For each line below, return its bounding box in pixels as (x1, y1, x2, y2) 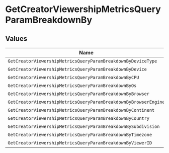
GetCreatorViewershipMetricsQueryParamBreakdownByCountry (8, 116, 150, 121)
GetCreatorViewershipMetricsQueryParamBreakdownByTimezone (8, 132, 152, 137)
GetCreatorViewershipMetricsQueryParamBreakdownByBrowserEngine (8, 99, 165, 105)
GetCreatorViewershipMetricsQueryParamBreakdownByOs (8, 83, 137, 89)
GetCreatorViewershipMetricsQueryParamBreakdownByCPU (8, 74, 139, 80)
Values (5, 34, 28, 43)
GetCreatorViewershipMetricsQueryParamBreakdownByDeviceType (8, 58, 157, 64)
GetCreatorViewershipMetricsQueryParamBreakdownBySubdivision (8, 124, 160, 129)
